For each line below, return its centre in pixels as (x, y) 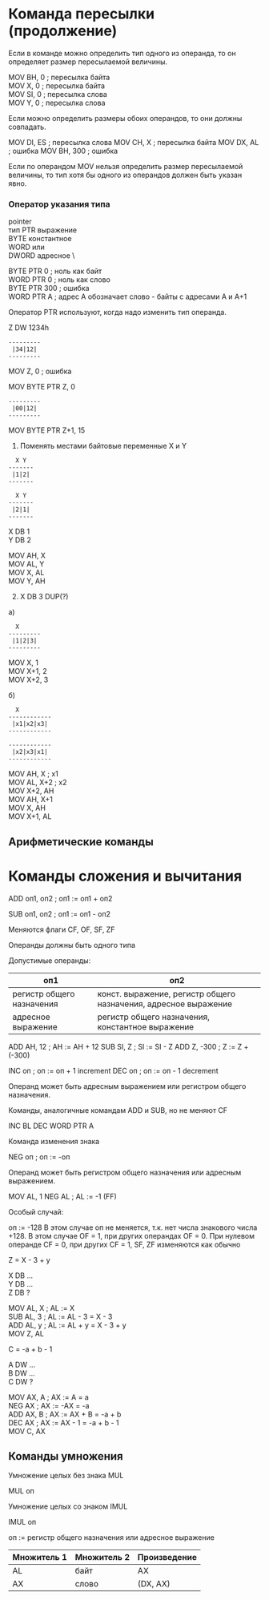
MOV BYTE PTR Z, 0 (42, 387)
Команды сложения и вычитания (125, 876)
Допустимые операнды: (50, 960)
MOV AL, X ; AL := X (41, 1308)
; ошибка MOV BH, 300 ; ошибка (63, 151)
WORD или (27, 247)
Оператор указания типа (59, 204)
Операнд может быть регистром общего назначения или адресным (125, 1172)
